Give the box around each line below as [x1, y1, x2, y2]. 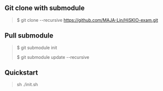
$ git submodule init [16, 45, 58, 50]
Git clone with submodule [4, 4, 85, 12]
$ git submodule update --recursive [16, 54, 90, 60]
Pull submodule [4, 32, 54, 40]
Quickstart [4, 69, 38, 77]
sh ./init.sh [16, 82, 38, 88]
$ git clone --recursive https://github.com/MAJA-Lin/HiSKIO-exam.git [16, 17, 158, 23]
